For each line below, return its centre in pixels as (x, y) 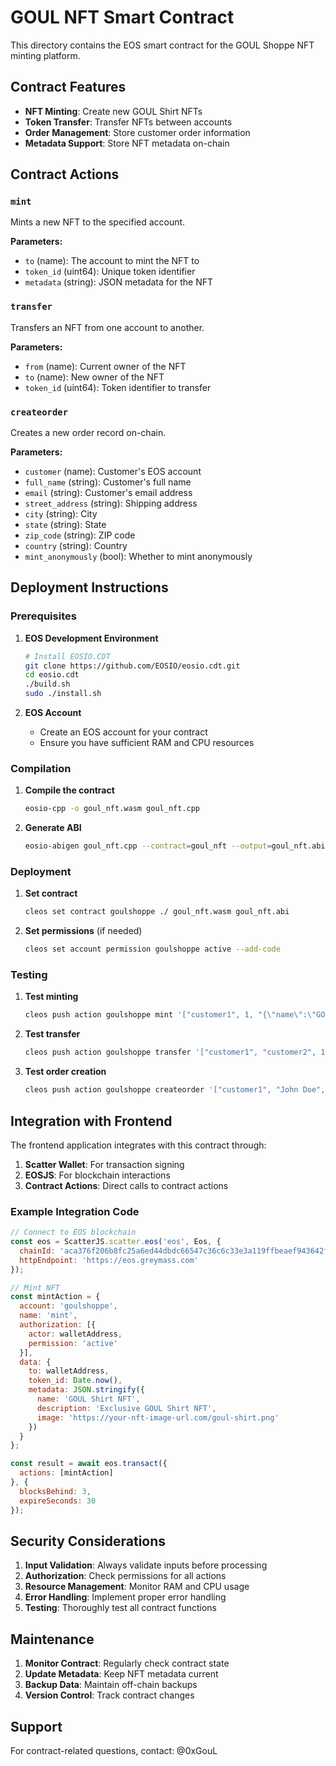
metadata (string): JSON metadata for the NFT (118, 282)
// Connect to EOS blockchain (73, 1232)
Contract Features (68, 87)
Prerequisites (43, 616)
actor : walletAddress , (75, 1334)
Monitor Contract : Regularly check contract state (127, 1663)
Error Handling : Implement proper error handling (125, 1597)
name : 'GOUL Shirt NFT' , (88, 1399)
